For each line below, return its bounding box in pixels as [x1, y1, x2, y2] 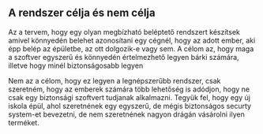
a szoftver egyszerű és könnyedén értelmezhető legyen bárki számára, [8, 52, 239, 61]
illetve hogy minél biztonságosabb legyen [8, 61, 144, 70]
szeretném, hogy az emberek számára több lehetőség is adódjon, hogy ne [8, 84, 250, 94]
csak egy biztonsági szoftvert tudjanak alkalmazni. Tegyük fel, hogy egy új [8, 92, 251, 102]
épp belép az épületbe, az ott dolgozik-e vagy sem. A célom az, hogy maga [8, 43, 254, 54]
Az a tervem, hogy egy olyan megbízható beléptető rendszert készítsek [8, 27, 241, 36]
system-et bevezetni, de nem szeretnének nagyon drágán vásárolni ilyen [8, 110, 245, 119]
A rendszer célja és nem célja [8, 6, 156, 20]
